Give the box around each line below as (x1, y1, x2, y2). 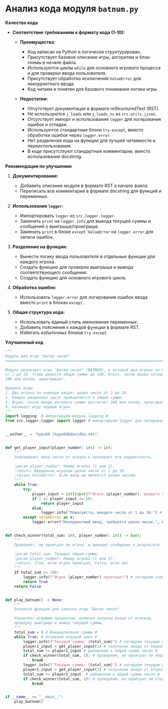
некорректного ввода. (27, 81, 75, 87)
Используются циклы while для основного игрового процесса (27, 65, 161, 71)
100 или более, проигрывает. (5, 377, 66, 382)
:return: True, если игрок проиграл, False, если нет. (14, 561, 131, 566)
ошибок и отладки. (27, 121, 68, 127)
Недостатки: (19, 96, 48, 102)
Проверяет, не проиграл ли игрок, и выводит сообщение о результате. (14, 542, 162, 547)
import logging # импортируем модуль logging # (5, 414, 108, 419)
